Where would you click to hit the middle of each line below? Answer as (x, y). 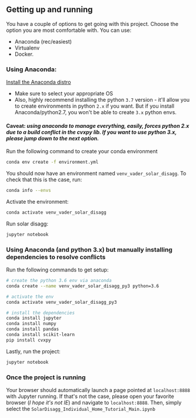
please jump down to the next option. (52, 138)
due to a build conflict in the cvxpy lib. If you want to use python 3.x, (92, 132)
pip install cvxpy (29, 340)
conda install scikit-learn (41, 335)
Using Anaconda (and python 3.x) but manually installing (89, 250)
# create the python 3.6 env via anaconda (59, 281)
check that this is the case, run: (44, 180)
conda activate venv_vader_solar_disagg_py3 (62, 302)
